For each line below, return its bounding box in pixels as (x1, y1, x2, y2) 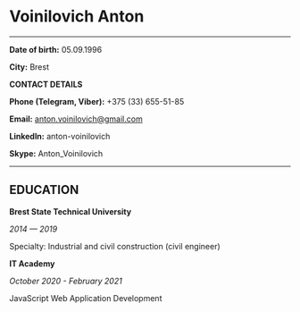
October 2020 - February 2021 (9, 275, 122, 286)
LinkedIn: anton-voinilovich (9, 131, 111, 141)
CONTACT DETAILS (9, 79, 83, 89)
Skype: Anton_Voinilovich (9, 148, 104, 158)
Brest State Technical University (9, 206, 132, 216)
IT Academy (9, 257, 55, 269)
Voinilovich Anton (9, 6, 145, 27)
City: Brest (9, 61, 49, 72)
